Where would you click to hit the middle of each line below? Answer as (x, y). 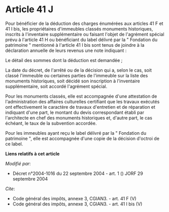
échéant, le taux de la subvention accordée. (51, 123)
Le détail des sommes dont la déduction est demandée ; (64, 60)
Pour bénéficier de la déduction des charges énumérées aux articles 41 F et (84, 23)
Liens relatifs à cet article (32, 154)
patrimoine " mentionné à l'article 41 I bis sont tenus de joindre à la (75, 45)
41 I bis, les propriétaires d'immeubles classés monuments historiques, (79, 28)
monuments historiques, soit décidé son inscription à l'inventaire (73, 81)
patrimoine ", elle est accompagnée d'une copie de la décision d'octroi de (82, 138)
